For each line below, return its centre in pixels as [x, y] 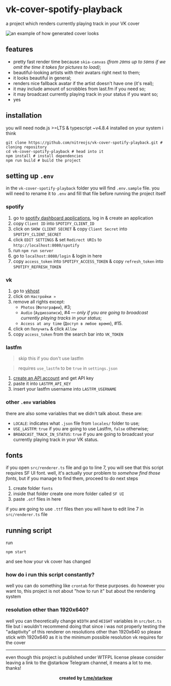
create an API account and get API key [53, 378]
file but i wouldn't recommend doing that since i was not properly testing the [85, 626]
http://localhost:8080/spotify [46, 245]
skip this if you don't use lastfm [51, 359]
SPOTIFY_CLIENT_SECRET [37, 235]
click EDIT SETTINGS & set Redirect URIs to [57, 239]
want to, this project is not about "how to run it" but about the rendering [81, 591]
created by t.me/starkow [86, 678]
